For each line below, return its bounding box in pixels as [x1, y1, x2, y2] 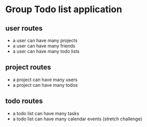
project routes [5, 63, 52, 72]
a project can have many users [12, 77, 78, 83]
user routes [5, 24, 43, 33]
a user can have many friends [12, 43, 76, 49]
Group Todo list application [5, 4, 122, 15]
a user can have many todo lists [12, 48, 80, 54]
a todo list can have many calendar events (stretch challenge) [12, 116, 142, 122]
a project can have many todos [12, 82, 78, 88]
